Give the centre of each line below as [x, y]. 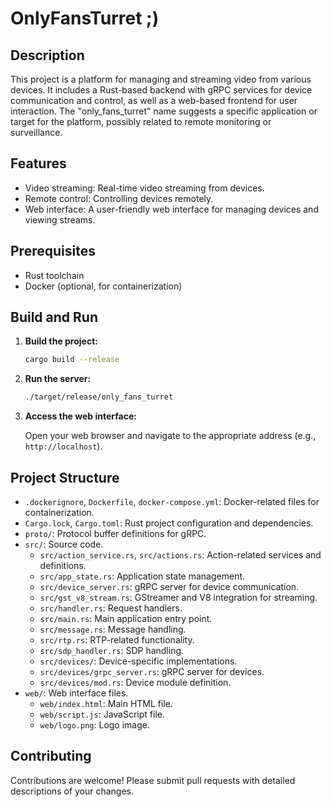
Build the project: [61, 341]
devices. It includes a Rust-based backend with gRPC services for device [161, 90]
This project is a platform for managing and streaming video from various [161, 79]
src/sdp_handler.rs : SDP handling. [112, 650]
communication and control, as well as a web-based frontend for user [154, 100]
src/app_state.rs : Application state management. [142, 576]
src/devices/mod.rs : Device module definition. [135, 682]
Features [38, 163]
